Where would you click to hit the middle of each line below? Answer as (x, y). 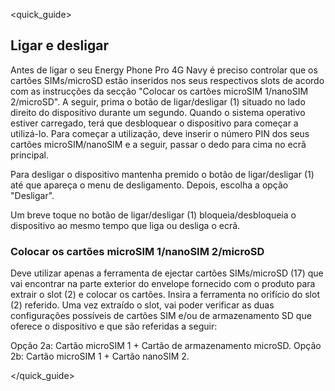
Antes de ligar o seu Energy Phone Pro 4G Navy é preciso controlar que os (164, 70)
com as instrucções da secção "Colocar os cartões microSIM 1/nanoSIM (159, 91)
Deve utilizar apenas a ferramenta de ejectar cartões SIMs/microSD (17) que (167, 273)
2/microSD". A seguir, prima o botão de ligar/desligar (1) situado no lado (158, 101)
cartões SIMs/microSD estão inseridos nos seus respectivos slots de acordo (167, 80)
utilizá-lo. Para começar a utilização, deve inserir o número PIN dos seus (160, 133)
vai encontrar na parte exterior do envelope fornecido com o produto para (163, 284)
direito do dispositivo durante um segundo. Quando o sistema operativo (158, 112)
